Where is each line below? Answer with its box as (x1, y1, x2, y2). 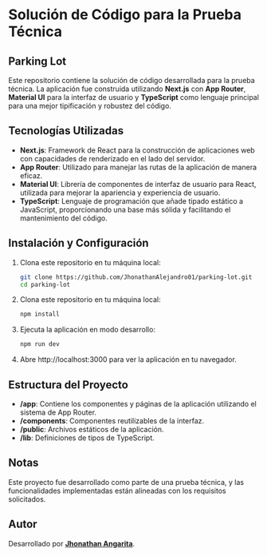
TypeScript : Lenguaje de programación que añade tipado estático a (19, 196, 244, 205)
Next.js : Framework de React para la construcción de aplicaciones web (19, 145, 255, 155)
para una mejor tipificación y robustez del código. (8, 101, 171, 110)
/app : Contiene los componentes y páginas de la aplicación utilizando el (19, 399, 257, 408)
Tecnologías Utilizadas (8, 124, 124, 137)
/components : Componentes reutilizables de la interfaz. (19, 415, 205, 425)
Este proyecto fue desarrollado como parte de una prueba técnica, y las (8, 477, 245, 486)
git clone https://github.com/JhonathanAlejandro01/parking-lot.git (19, 273, 253, 281)
